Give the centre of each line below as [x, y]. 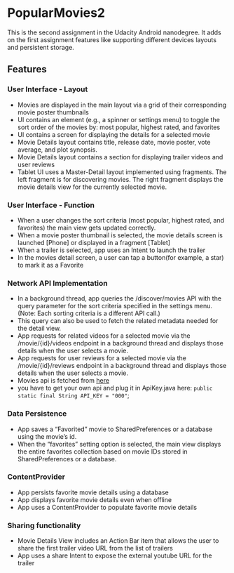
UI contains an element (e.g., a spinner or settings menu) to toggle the [119, 119]
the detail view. [39, 329]
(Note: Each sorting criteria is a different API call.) [89, 313]
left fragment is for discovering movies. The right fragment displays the [120, 179]
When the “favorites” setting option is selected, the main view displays [119, 444]
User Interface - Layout [48, 89]
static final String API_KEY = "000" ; [73, 395]
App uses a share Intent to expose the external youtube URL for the [115, 555]
